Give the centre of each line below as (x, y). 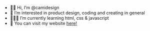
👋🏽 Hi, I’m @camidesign (34, 8)
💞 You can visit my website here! (43, 23)
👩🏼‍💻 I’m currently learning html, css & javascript (59, 18)
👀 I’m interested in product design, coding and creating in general (77, 13)
